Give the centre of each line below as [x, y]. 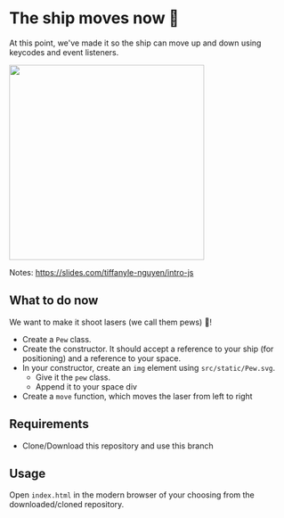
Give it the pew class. [73, 377]
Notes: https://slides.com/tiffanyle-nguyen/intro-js [101, 272]
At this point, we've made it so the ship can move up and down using [135, 43]
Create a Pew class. [57, 339]
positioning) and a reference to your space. [101, 358]
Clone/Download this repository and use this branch [118, 446]
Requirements [49, 424]
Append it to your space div [86, 386]
